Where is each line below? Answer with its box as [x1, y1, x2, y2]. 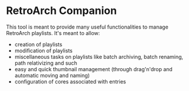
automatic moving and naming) [14, 72, 90, 79]
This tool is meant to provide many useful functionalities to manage [6, 23, 168, 30]
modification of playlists [14, 47, 73, 54]
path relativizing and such [14, 60, 77, 66]
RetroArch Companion [6, 4, 117, 17]
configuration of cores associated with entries [14, 78, 126, 85]
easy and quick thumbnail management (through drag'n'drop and [14, 65, 173, 72]
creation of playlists [14, 41, 63, 48]
